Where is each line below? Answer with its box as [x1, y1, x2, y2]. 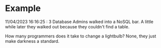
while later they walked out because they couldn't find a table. [5, 24, 130, 29]
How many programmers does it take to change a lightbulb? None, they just [5, 33, 157, 39]
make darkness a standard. [5, 38, 60, 44]
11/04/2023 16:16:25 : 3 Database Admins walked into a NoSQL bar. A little [5, 19, 154, 24]
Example [5, 3, 41, 14]
